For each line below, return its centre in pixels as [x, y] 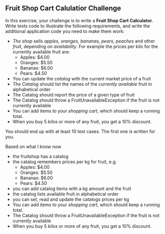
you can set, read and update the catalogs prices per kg [71, 199]
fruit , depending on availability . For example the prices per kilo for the [85, 46]
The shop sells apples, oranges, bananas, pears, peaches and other [84, 41]
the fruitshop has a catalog [41, 156]
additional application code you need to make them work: [65, 31]
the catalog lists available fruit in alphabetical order [66, 194]
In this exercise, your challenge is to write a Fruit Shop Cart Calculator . [79, 20]
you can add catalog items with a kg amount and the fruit [72, 189]
